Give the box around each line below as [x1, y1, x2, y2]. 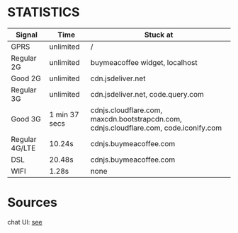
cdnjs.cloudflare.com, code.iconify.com [90, 123, 222, 133]
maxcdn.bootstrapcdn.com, [90, 114, 182, 124]
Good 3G [11, 114, 41, 124]
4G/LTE [11, 143, 36, 153]
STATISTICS [7, 4, 80, 20]
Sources [7, 195, 58, 210]
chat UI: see [7, 217, 42, 226]
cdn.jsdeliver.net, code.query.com [90, 89, 204, 99]
